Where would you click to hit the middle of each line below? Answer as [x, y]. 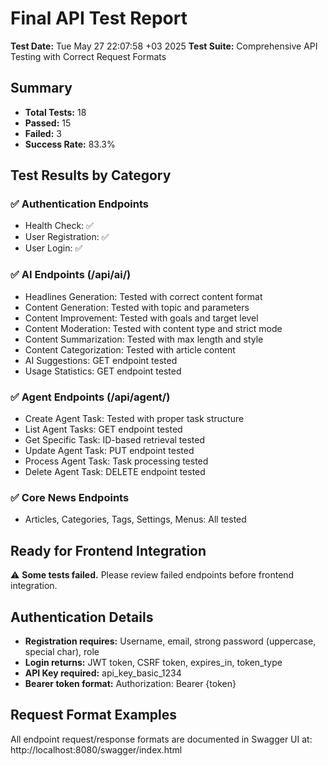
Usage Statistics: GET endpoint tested [103, 371]
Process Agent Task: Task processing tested [116, 461]
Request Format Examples [94, 715]
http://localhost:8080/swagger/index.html [96, 749]
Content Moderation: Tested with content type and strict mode [153, 328]
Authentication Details [82, 617]
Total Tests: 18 [55, 112]
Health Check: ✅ [59, 226]
